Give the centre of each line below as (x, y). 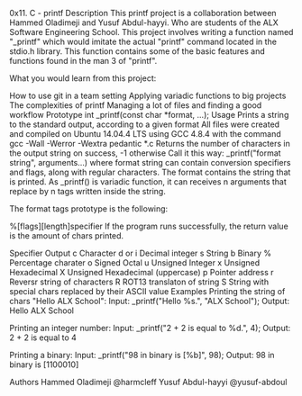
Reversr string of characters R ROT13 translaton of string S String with (139, 282)
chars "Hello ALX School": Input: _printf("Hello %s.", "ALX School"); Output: (150, 301)
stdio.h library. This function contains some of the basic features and (137, 51)
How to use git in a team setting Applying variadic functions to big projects (148, 95)
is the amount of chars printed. (67, 236)
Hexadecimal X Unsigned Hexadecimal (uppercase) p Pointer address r (142, 272)
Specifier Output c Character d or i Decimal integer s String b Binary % (141, 253)
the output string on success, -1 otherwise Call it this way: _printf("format (145, 153)
